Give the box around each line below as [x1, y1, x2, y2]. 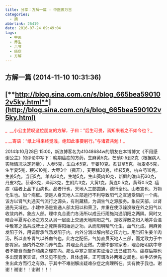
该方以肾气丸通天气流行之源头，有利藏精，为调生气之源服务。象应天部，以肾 [5, 198, 162, 204]
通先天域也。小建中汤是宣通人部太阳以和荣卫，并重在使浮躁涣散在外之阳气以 [5, 204, 162, 210]
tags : [5, 30, 16, 35]
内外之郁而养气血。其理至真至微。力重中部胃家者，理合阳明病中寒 [26, 241, 162, 247]
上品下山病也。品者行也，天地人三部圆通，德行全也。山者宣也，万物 [22, 186, 162, 192]
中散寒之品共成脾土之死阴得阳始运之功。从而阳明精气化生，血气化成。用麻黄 [5, 223, 162, 229]
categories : [5, 12, 30, 17]
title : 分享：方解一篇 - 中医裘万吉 [5, 7, 72, 12]
